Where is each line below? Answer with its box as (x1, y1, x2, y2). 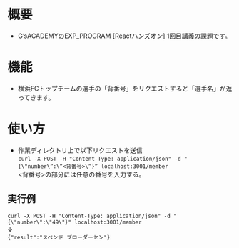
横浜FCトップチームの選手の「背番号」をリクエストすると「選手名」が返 (17, 84, 233, 93)
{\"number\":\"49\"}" (7, 219, 72, 226)
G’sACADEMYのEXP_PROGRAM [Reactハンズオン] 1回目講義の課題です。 (17, 31, 232, 40)
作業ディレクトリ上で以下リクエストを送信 (17, 146, 143, 154)
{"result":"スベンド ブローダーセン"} (7, 234, 111, 241)
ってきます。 (17, 93, 55, 101)
